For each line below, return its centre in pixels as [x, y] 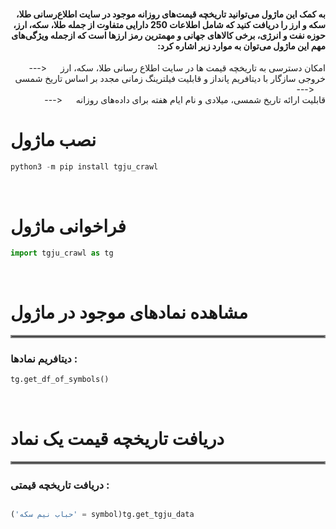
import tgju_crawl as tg [62, 253]
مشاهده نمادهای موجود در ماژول [129, 312]
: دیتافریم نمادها [44, 358]
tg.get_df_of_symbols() [60, 380]
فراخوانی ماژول [68, 226]
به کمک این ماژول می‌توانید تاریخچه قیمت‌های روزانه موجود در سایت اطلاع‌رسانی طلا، [171, 14]
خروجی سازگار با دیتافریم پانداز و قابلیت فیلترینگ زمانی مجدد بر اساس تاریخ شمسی [170, 79]
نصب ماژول [53, 140]
